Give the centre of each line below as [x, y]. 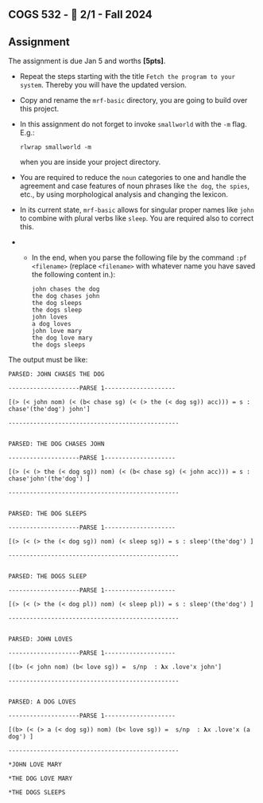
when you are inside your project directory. [90, 162]
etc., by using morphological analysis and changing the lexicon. [124, 194]
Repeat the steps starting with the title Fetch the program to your [128, 76]
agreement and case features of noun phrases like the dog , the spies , [135, 186]
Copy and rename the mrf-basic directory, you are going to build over [133, 100]
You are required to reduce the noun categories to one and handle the [133, 178]
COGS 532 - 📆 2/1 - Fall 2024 [80, 15]
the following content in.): [73, 275]
